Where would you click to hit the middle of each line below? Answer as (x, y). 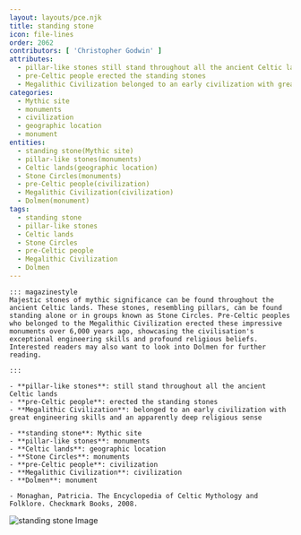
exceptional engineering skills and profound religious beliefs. (133, 339)
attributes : (31, 59)
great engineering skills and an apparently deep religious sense (136, 418)
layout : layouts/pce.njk (56, 17)
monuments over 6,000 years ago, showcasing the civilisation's (132, 331)
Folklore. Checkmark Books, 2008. (74, 504)
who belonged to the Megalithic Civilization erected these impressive (146, 324)
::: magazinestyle (43, 292)
